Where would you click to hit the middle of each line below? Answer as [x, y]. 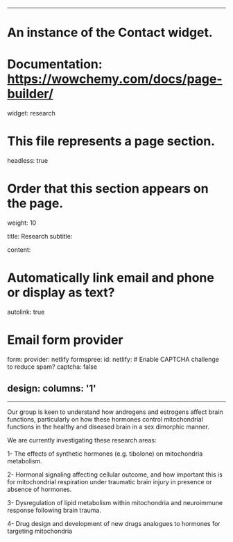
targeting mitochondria [40, 531]
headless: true [28, 161]
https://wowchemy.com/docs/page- [115, 79]
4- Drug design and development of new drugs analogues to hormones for [114, 523]
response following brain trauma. [54, 510]
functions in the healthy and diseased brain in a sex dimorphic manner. [109, 427]
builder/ [30, 94]
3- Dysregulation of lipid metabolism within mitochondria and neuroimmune [115, 502]
